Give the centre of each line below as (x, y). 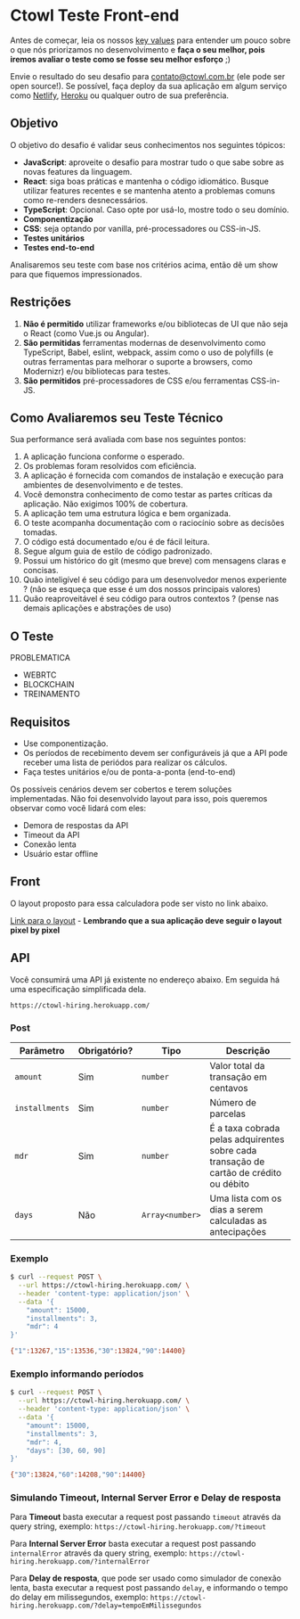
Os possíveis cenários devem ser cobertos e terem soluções (121, 789)
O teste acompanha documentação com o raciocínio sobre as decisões (154, 523)
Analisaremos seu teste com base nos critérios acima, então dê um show (144, 265)
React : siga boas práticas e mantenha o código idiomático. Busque (146, 181)
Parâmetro (42, 1050)
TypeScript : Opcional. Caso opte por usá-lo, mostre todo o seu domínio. (156, 210)
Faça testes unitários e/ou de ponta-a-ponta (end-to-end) (129, 772)
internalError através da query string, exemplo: (99, 1553)
